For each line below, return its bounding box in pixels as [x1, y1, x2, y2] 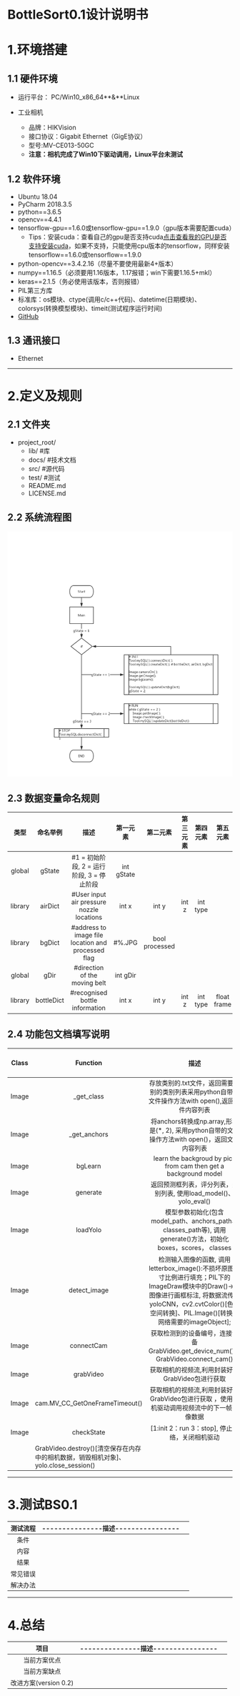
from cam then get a [164, 1161, 225, 1170]
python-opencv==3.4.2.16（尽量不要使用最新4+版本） [17, 259, 178, 268]
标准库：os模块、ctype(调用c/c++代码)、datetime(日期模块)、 [17, 295, 201, 304]
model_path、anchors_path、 [151, 1216, 239, 1226]
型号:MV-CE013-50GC [28, 141, 94, 150]
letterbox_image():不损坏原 [149, 1264, 229, 1272]
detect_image [69, 1286, 109, 1294]
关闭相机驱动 [181, 1432, 220, 1441]
